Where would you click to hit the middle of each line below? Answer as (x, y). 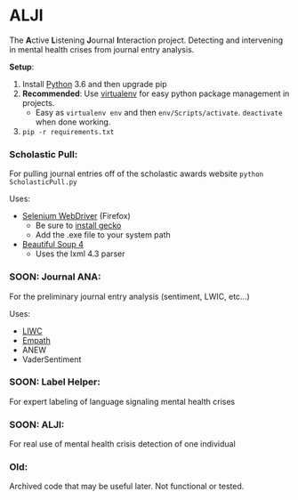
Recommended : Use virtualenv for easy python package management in (156, 93)
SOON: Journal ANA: (55, 277)
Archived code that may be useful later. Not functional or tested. (127, 487)
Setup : (22, 67)
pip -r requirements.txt (68, 132)
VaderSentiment (52, 359)
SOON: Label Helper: (55, 382)
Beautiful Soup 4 (53, 245)
